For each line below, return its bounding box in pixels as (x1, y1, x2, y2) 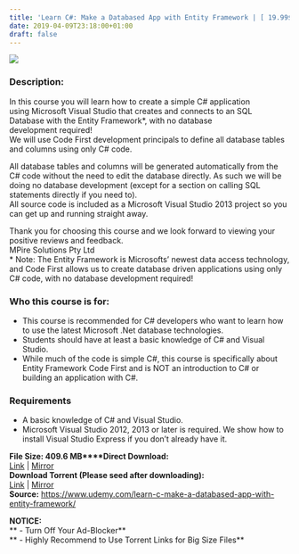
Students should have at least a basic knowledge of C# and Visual (21, 334, 265, 344)
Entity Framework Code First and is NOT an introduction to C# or (21, 362, 260, 373)
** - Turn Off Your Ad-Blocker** (9, 525, 126, 536)
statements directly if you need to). (9, 189, 138, 200)
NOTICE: (9, 516, 42, 526)
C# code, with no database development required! (9, 273, 194, 284)
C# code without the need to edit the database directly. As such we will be (9, 170, 282, 181)
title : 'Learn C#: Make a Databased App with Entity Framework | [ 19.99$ (9, 12, 293, 22)
